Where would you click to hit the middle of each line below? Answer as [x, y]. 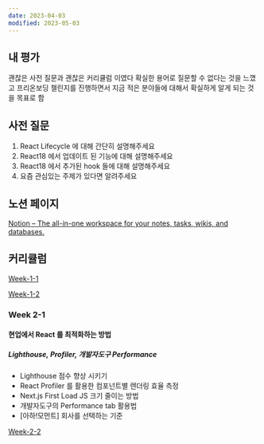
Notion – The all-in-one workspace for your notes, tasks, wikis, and [118, 223]
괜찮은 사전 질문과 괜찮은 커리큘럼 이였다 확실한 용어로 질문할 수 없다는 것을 [125, 78]
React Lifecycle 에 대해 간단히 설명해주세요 [87, 146]
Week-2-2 [25, 432]
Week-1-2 [24, 294]
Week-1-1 [23, 278]
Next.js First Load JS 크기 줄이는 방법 [79, 396]
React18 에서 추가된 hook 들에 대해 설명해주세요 [95, 166]
